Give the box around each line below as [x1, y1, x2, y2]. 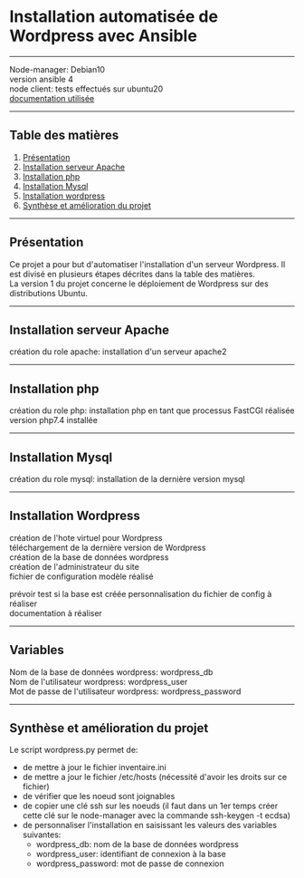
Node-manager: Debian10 [9, 63, 106, 74]
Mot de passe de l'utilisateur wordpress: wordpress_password [9, 686, 242, 697]
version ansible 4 [9, 73, 74, 84]
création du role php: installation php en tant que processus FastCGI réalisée [9, 405, 295, 416]
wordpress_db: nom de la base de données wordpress [35, 839, 240, 850]
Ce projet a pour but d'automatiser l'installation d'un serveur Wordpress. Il [9, 258, 286, 269]
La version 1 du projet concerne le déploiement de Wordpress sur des [9, 278, 269, 289]
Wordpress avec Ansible [9, 25, 197, 46]
